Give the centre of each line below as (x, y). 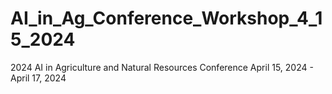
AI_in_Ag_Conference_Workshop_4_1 (166, 18)
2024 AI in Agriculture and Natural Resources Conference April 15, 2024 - (162, 67)
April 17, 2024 (38, 78)
